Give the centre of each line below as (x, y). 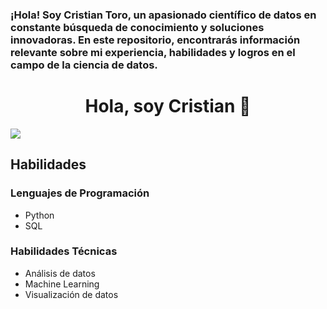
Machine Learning (62, 284)
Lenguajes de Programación (80, 193)
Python (39, 215)
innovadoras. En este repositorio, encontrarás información (155, 40)
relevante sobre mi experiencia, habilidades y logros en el (153, 52)
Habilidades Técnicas (64, 251)
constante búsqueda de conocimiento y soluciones (137, 27)
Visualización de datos (71, 294)
